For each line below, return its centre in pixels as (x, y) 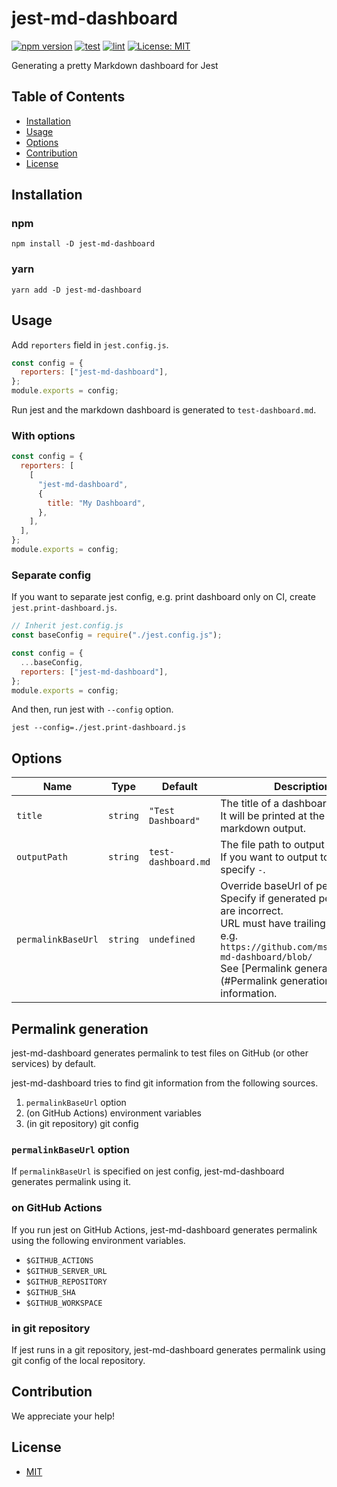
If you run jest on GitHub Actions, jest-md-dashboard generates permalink (164, 1229)
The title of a (250, 804)
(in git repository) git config (82, 1124)
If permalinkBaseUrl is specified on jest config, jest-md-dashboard (148, 1171)
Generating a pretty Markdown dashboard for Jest (115, 65)
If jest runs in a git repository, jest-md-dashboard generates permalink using (168, 1349)
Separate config (51, 575)
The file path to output (272, 845)
